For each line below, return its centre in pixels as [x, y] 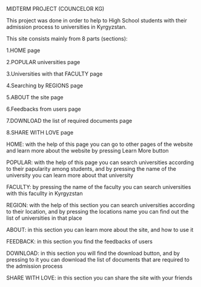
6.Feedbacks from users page [44, 109]
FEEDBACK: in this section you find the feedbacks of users [80, 241]
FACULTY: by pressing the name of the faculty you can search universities [99, 187]
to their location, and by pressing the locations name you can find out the [97, 212]
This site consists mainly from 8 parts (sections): [67, 38]
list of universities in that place [44, 218]
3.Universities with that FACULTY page [54, 74]
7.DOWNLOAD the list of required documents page [69, 121]
